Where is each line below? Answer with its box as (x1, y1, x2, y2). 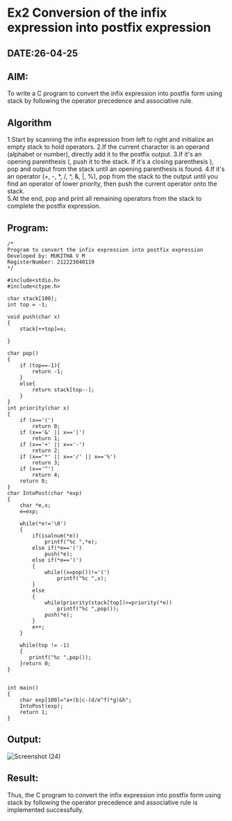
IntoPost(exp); (19, 703, 64, 710)
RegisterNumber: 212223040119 (7, 259, 95, 266)
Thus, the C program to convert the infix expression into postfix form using (7, 790, 221, 799)
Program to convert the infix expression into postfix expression (7, 247, 204, 254)
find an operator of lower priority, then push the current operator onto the (7, 179, 217, 188)
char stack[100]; (7, 295, 58, 302)
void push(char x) (7, 314, 60, 320)
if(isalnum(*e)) (32, 533, 79, 539)
